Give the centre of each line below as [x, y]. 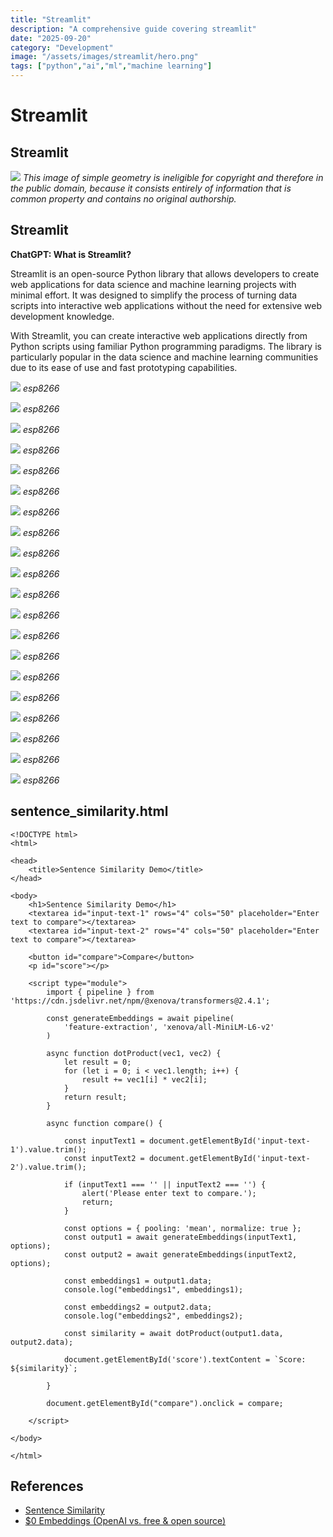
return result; [95, 1097]
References [47, 1486]
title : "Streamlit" [51, 19]
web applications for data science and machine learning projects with [153, 284]
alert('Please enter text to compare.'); [169, 1193]
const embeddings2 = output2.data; [138, 1307]
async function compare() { [104, 1123]
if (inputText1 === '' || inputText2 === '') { [165, 1184]
